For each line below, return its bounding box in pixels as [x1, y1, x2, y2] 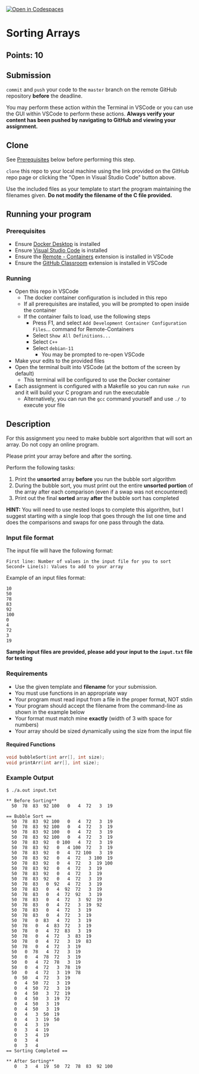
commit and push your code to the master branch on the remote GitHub [6, 86, 177, 93]
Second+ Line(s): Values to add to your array [6, 564, 124, 570]
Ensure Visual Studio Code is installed [14, 246, 108, 254]
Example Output [6, 774, 54, 782]
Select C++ [32, 338, 58, 345]
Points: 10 [6, 50, 43, 60]
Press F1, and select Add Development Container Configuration [32, 319, 187, 327]
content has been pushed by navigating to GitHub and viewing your [6, 117, 176, 124]
